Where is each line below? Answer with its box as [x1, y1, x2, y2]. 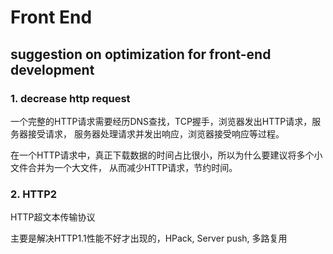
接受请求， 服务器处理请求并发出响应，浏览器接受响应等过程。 [27, 127, 285, 140]
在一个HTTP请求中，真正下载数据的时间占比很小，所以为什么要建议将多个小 [10, 149, 323, 161]
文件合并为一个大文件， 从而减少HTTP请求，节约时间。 [10, 161, 238, 173]
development [10, 61, 95, 78]
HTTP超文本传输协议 [10, 211, 96, 223]
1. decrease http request [10, 91, 131, 105]
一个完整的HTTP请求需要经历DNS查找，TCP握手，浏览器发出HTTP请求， [10, 115, 313, 127]
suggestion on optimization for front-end [10, 46, 272, 63]
